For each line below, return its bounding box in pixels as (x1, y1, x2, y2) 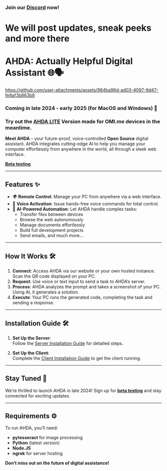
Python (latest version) (12, 440, 60, 446)
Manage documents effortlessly (19, 222, 85, 228)
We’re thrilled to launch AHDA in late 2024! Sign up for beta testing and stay (5, 387, 162, 393)
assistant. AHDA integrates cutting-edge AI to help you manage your (5, 141, 146, 147)
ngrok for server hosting (12, 451, 63, 457)
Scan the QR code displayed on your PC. (12, 273, 96, 279)
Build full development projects (19, 227, 83, 233)
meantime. (5, 124, 32, 131)
